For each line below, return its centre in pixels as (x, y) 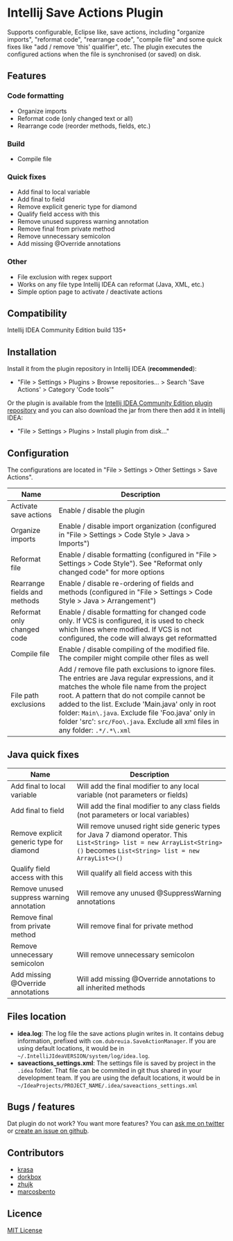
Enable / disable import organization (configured (137, 526)
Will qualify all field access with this (135, 873)
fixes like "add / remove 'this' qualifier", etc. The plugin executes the (105, 47)
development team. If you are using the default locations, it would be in (119, 1078)
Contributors (36, 1152)
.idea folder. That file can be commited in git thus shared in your (110, 1070)
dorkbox (29, 1177)
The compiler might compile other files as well (134, 658)
